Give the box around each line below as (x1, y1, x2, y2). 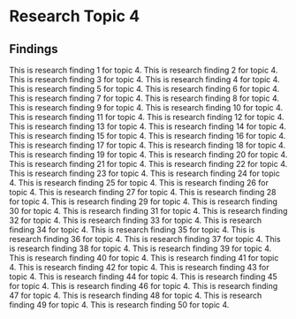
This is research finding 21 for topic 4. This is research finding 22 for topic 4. (9, 159, 288, 169)
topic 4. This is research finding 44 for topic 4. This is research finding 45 (9, 271, 278, 282)
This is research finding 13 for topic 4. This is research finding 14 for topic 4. (9, 121, 287, 132)
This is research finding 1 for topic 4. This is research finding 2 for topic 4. (9, 65, 278, 75)
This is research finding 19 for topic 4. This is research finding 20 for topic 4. (9, 149, 288, 160)
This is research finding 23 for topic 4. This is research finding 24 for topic (9, 168, 280, 178)
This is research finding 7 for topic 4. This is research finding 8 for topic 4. (9, 93, 280, 103)
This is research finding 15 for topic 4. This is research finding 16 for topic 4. (9, 131, 286, 141)
